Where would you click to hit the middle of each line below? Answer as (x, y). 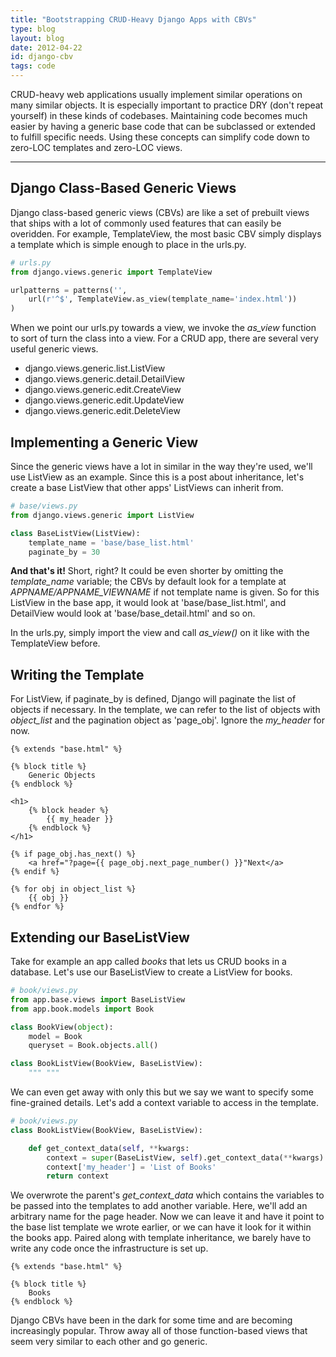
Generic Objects (62, 776)
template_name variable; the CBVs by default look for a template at (148, 582)
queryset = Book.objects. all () (93, 1046)
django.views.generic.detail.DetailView (104, 379)
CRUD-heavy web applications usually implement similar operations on (156, 94)
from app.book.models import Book (82, 1009)
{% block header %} (69, 811)
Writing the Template (77, 674)
